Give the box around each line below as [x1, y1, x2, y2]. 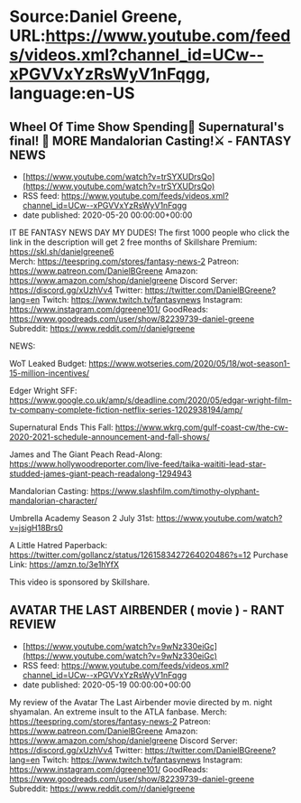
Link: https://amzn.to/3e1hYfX [9, 559, 120, 570]
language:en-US [9, 83, 135, 104]
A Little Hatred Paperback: [9, 540, 108, 550]
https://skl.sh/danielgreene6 [9, 247, 114, 257]
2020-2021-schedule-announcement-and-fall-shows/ [9, 432, 210, 442]
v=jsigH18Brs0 [9, 522, 63, 533]
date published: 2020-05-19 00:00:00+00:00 [22, 679, 192, 690]
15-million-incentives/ [9, 368, 90, 378]
